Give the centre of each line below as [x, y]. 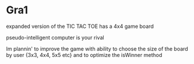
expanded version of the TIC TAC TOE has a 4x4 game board [80, 26]
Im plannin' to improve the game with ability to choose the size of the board [97, 49]
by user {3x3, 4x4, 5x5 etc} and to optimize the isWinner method [84, 55]
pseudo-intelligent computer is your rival [55, 37]
